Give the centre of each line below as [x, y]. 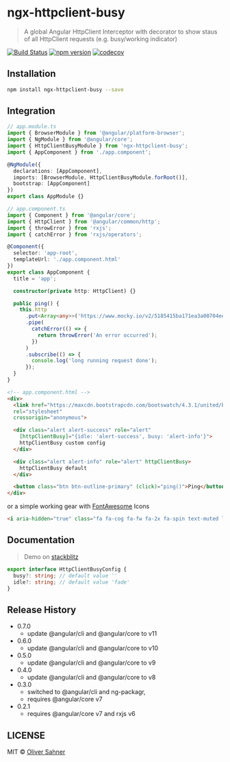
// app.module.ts [32, 127]
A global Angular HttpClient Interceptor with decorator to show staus [120, 32]
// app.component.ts [37, 209]
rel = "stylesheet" [38, 412]
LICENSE [26, 735]
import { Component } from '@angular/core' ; [72, 215]
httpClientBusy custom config [63, 443]
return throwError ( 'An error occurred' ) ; [97, 335]
